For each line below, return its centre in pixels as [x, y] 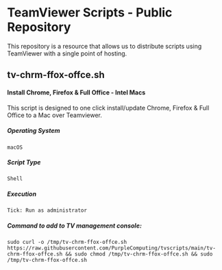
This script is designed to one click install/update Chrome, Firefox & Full [108, 108]
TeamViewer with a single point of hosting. [67, 53]
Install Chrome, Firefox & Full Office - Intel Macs [76, 92]
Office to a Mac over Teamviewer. [55, 115]
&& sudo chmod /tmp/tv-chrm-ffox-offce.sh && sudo [139, 254]
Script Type [24, 162]
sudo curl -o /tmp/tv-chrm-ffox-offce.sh [67, 242]
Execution [22, 194]
